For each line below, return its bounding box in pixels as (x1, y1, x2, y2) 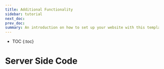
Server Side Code (5, 55, 78, 67)
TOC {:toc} (12, 38, 34, 44)
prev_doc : (5, 20, 25, 26)
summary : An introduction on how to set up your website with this (5, 25, 145, 30)
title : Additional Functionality (5, 7, 73, 12)
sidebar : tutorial (5, 12, 42, 17)
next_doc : (5, 16, 25, 21)
